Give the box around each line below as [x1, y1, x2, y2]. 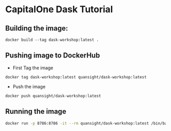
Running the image [5, 107, 67, 116]
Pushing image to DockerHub [5, 51, 100, 60]
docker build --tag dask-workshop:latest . [5, 37, 99, 42]
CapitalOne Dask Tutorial [5, 4, 113, 15]
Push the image [12, 83, 46, 90]
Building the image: [5, 24, 68, 33]
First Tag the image [12, 65, 53, 71]
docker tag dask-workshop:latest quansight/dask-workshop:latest [5, 74, 147, 80]
